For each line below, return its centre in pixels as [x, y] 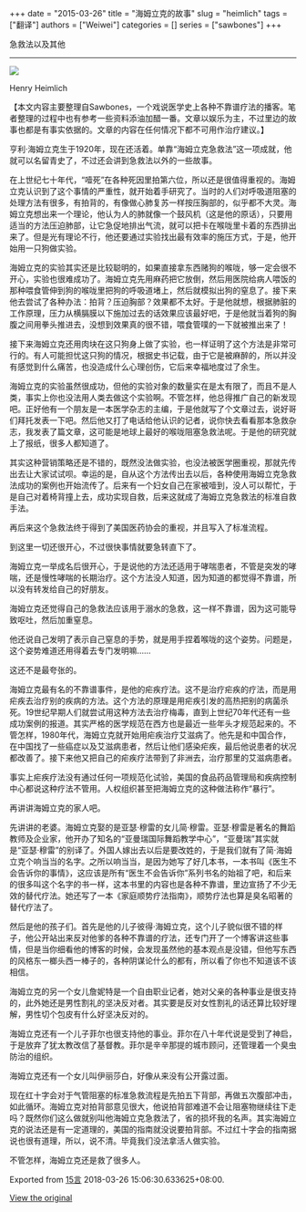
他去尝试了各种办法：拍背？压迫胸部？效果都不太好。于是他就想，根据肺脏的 [153, 302]
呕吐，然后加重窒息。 [57, 620]
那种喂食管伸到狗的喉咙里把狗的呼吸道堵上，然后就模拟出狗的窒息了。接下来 [153, 290]
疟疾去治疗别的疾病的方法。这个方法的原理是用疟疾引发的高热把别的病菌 [145, 701]
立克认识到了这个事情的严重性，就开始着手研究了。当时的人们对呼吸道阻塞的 [153, 191]
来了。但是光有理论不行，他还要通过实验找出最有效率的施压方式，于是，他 [149, 237]
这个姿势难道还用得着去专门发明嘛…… [81, 651]
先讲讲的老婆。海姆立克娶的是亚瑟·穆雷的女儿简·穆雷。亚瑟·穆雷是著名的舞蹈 [153, 827]
